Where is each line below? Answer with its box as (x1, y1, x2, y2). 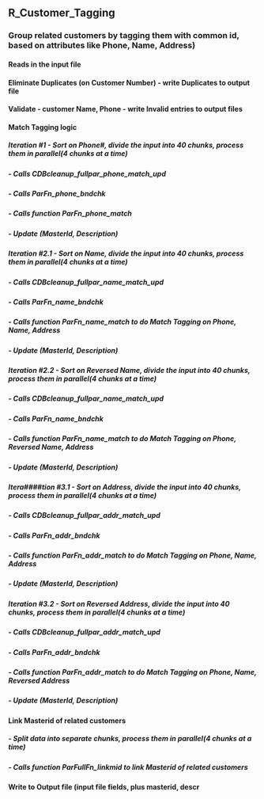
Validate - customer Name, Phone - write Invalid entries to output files (8, 105, 243, 114)
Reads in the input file (8, 59, 81, 69)
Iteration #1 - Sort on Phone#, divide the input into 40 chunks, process (8, 140, 243, 150)
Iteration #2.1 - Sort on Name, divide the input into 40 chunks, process (8, 249, 244, 258)
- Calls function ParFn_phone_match (8, 209, 133, 219)
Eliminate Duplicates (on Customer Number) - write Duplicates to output (8, 78, 251, 87)
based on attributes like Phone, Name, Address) (8, 40, 196, 51)
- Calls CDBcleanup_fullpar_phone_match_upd (8, 169, 166, 178)
